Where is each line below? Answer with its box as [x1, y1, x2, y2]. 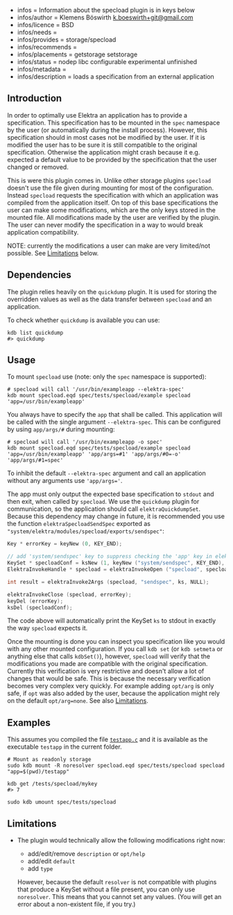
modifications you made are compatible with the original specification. [7, 660, 208, 668]
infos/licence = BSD [17, 21, 74, 29]
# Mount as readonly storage [7, 756, 92, 763]
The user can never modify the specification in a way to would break [7, 221, 203, 229]
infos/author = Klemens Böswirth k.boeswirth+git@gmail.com [17, 13, 193, 22]
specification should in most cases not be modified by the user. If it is [7, 133, 206, 141]
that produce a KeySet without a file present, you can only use [17, 885, 196, 893]
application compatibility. [7, 228, 79, 236]
